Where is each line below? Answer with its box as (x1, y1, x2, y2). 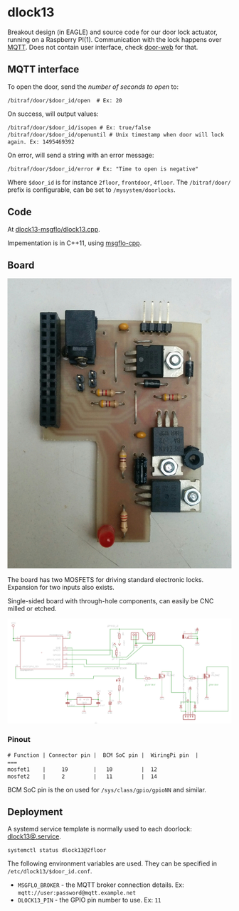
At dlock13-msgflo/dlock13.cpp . (7, 225, 101, 233)
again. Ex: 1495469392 (7, 138, 75, 146)
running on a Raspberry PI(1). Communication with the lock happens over (7, 35, 222, 43)
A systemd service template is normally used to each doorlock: (7, 825, 192, 834)
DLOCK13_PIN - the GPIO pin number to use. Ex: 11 (17, 896, 161, 905)
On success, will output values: (7, 109, 99, 118)
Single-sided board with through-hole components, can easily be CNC (7, 596, 214, 605)
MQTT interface (7, 63, 80, 75)
